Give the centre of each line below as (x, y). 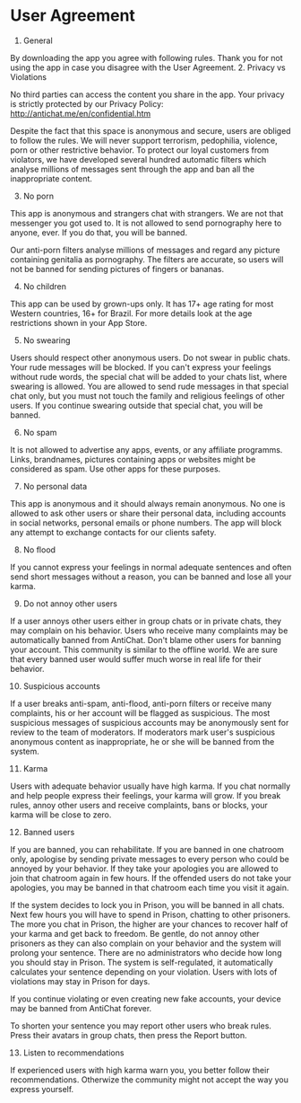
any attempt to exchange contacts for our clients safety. (113, 532)
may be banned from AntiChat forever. (81, 1008)
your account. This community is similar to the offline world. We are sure (144, 649)
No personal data (55, 486)
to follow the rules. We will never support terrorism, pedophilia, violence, (144, 140)
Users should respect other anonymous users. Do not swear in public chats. (150, 357)
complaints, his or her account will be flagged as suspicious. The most (140, 713)
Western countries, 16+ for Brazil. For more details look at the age (131, 313)
